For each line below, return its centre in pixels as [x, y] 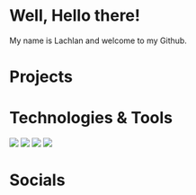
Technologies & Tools [91, 118]
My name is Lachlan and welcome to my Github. [98, 40]
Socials [37, 180]
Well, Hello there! [75, 16]
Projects [41, 77]
